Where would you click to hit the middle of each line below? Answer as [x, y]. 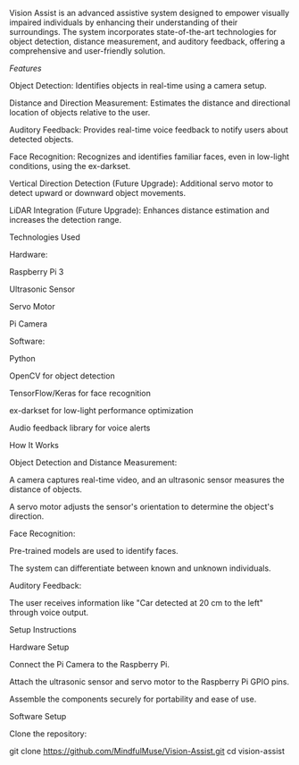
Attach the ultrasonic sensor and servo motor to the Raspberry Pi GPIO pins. [149, 682]
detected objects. [42, 139]
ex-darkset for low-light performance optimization [101, 410]
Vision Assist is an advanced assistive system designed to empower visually [149, 13]
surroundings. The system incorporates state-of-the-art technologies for [143, 32]
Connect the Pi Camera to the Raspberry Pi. [90, 664]
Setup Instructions [43, 629]
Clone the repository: [48, 734]
